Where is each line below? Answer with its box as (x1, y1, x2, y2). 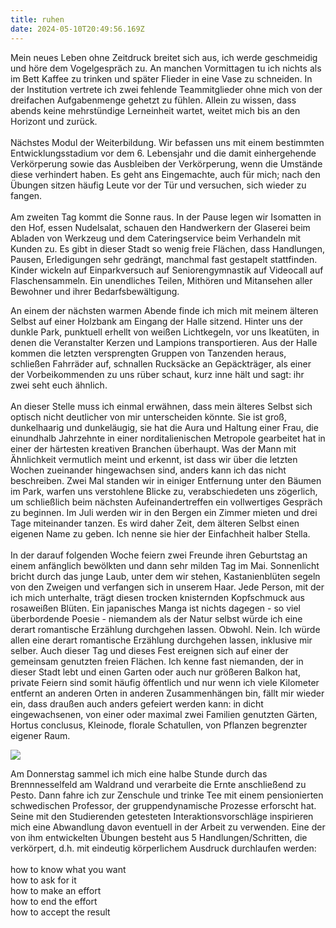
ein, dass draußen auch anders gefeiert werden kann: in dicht (10, 697, 264, 710)
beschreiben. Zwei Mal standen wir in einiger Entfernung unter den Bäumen (10, 474, 322, 486)
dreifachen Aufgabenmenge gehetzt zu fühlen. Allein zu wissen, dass (10, 94, 297, 106)
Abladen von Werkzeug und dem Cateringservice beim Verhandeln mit (10, 232, 302, 244)
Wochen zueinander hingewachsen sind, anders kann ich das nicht (10, 464, 287, 476)
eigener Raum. (10, 729, 71, 741)
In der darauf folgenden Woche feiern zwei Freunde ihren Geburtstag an (10, 549, 308, 561)
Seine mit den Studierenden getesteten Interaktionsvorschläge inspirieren (10, 810, 314, 822)
